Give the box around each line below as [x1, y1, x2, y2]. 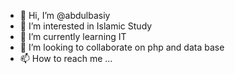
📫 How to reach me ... [19, 53, 113, 64]
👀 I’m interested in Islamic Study [19, 20, 153, 32]
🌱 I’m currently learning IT [19, 31, 127, 42]
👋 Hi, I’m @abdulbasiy [19, 10, 111, 21]
